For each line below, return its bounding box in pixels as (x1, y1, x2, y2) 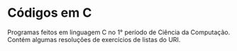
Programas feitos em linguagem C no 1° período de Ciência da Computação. (7, 28, 231, 36)
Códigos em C (7, 5, 92, 21)
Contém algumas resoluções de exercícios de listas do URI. (7, 35, 181, 43)
